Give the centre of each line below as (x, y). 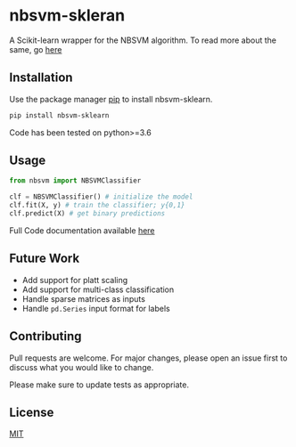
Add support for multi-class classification (98, 289)
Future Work (45, 259)
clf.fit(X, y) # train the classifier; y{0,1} (97, 206)
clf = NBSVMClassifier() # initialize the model (101, 197)
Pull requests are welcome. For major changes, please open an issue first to (148, 358)
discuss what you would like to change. (82, 367)
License (32, 412)
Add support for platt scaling (75, 280)
